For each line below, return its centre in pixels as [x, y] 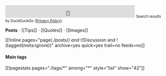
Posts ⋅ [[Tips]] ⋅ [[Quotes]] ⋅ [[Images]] [47, 30]
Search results [148, 17]
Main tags [16, 57]
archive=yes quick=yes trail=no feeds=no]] [100, 45]
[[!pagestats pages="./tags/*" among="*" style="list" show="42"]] [75, 68]
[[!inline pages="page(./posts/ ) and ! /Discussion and [60, 40]
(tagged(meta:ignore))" [30, 45]
